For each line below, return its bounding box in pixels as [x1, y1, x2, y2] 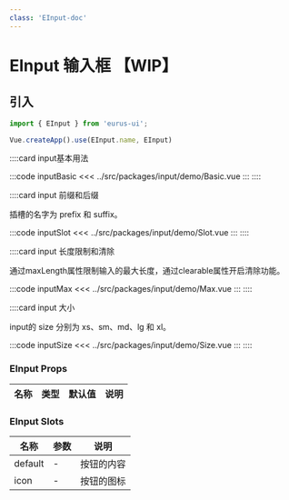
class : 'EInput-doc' [9, 13, 88, 23]
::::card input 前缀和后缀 [9, 190, 99, 201]
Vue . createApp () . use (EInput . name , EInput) [9, 135, 173, 145]
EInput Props [9, 363, 68, 375]
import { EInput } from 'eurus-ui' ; [9, 119, 148, 128]
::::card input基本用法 [9, 153, 89, 164]
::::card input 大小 [9, 302, 75, 314]
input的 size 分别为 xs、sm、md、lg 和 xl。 [9, 322, 171, 333]
